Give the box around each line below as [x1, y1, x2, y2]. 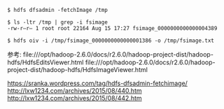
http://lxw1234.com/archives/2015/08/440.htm [7, 87, 142, 94]
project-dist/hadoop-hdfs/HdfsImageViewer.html [7, 66, 148, 73]
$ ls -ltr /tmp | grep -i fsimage [7, 19, 108, 26]
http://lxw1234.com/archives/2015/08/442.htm [7, 94, 142, 102]
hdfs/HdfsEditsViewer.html [7, 58, 84, 66]
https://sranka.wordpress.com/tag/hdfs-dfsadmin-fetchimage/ [7, 79, 188, 87]
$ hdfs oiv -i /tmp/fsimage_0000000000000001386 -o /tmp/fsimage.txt [7, 37, 215, 44]
